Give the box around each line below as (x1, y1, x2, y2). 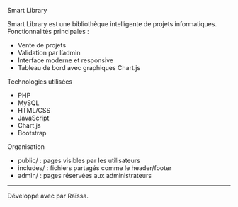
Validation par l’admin (17, 49, 81, 57)
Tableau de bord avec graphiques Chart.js (17, 64, 141, 72)
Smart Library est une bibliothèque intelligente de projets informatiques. (7, 20, 217, 28)
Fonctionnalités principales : (7, 28, 90, 35)
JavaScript (17, 113, 50, 122)
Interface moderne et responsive (17, 56, 114, 65)
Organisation (7, 142, 45, 151)
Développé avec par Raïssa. (7, 191, 89, 200)
